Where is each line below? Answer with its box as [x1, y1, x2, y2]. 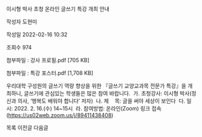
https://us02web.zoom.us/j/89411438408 [8, 112, 112, 119]
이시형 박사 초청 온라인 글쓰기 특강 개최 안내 [6, 5, 110, 12]
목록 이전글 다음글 [6, 124, 48, 131]
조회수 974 [6, 44, 32, 51]
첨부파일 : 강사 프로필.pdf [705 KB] [6, 57, 90, 63]
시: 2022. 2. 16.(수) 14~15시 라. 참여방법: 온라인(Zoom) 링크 [6, 105, 151, 112]
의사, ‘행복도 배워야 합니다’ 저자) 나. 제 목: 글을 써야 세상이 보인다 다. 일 [17, 97, 192, 104]
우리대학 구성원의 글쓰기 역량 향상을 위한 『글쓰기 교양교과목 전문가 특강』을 [6, 82, 186, 89]
